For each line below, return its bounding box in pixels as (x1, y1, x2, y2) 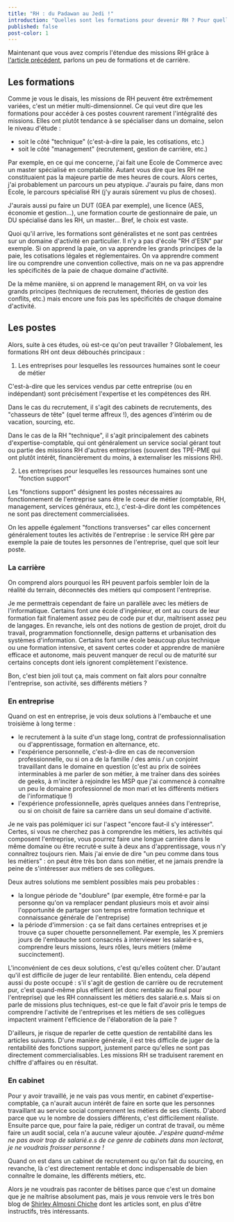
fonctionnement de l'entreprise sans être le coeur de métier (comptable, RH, (8, 494, 226, 503)
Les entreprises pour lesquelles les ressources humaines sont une (17, 467, 208, 475)
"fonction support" (17, 474, 72, 483)
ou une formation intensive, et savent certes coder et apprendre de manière (8, 644, 225, 652)
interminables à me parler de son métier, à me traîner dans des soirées (17, 770, 221, 778)
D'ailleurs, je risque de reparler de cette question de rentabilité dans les (8, 1029, 212, 1037)
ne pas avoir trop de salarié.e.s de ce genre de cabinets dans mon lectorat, (8, 1136, 224, 1144)
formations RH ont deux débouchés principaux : (8, 348, 145, 356)
